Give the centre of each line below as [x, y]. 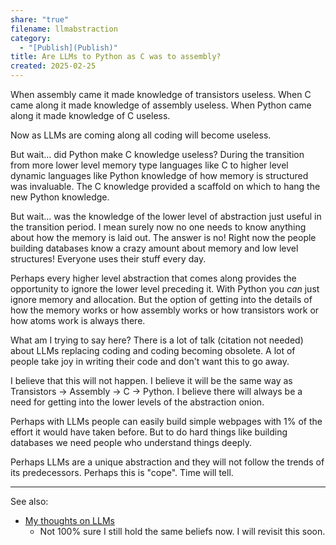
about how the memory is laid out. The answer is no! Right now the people [163, 237]
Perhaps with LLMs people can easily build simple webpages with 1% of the [166, 421]
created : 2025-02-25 [53, 66]
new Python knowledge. [60, 197]
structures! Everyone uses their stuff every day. [108, 259]
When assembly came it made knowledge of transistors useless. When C [161, 94]
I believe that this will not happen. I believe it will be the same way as [151, 380]
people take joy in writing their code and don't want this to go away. [150, 361]
